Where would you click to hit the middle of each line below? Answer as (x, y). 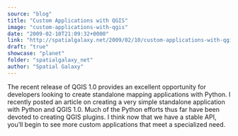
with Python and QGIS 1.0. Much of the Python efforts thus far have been (114, 109)
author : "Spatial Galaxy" (45, 67)
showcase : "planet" (36, 54)
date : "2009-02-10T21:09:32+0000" (58, 34)
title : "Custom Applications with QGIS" (68, 21)
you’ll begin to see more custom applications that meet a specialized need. (117, 124)
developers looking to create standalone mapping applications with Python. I (119, 94)
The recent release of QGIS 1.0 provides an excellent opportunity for (107, 86)
